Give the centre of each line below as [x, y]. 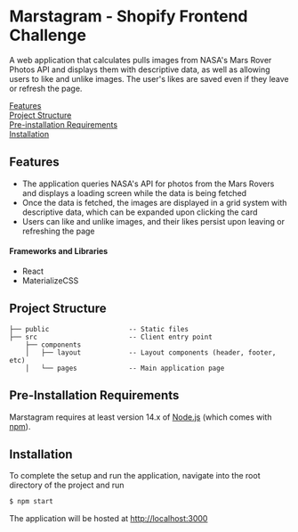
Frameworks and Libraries [59, 251]
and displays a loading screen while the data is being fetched [134, 192]
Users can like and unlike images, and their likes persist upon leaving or [153, 221]
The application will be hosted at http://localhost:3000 [109, 519]
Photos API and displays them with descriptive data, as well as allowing [140, 70]
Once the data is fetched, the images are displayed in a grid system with [154, 202]
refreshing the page [58, 231]
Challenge [48, 35]
